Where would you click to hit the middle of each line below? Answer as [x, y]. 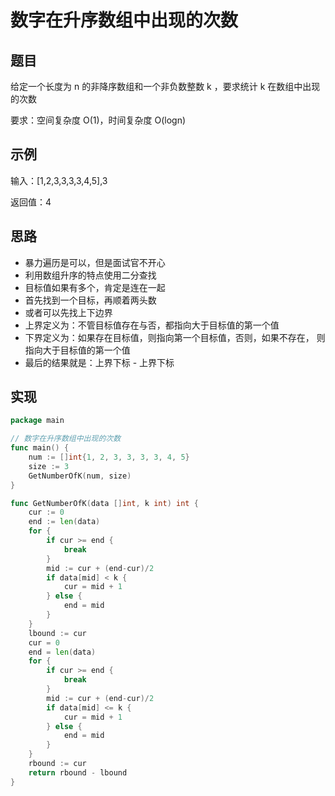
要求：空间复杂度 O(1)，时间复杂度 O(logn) [98, 120]
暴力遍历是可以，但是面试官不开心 [95, 262]
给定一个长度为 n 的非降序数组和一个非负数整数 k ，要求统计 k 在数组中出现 [165, 86]
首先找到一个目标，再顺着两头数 [90, 300]
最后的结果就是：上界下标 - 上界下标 [99, 362]
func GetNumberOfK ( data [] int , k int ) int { [104, 503]
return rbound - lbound [78, 772]
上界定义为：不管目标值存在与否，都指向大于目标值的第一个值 [152, 325]
